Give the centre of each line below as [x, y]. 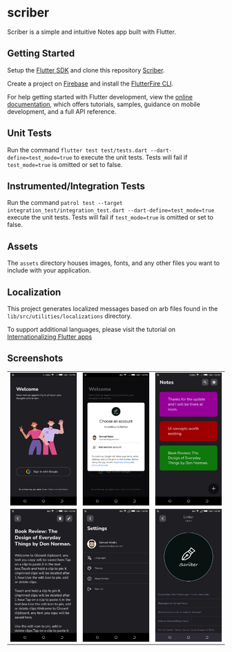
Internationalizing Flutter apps [50, 337]
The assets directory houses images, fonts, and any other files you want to [113, 263]
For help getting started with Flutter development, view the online [100, 97]
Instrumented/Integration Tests [76, 186]
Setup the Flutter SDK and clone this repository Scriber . [86, 70]
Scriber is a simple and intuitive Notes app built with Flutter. [91, 32]
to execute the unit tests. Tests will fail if [130, 157]
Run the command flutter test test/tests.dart [77, 150]
